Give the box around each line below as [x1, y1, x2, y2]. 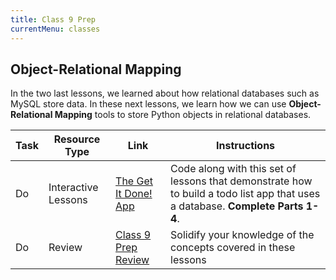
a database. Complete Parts [170, 199, 304, 213]
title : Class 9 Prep [10, 14, 97, 25]
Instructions [215, 139, 276, 153]
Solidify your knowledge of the [170, 228, 315, 242]
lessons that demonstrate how [170, 174, 313, 188]
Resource [53, 132, 101, 146]
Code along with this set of [170, 162, 297, 176]
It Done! [115, 187, 153, 201]
